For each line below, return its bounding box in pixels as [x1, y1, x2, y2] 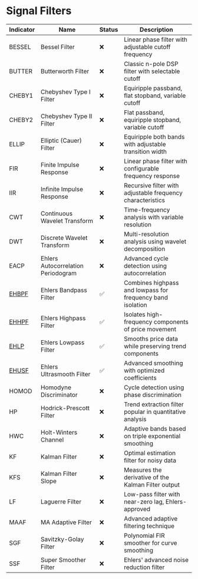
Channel [40, 435, 64, 443]
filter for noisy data [123, 456, 177, 464]
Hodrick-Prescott [40, 404, 90, 412]
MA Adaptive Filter [40, 518, 93, 526]
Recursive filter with [123, 181, 179, 189]
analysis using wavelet [123, 237, 187, 245]
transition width [123, 147, 167, 156]
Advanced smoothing [123, 358, 183, 367]
